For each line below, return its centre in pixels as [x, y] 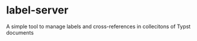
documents [20, 32]
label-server [37, 10]
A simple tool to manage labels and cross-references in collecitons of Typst [99, 26]
